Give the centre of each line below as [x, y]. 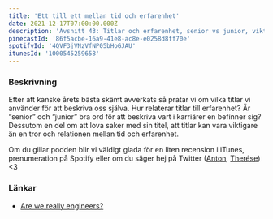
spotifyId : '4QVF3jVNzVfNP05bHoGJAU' [72, 46]
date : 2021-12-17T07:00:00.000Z [63, 24]
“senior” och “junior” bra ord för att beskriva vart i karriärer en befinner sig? [135, 117]
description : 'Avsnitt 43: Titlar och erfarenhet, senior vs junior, [129, 31]
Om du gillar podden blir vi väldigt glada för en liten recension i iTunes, [127, 150]
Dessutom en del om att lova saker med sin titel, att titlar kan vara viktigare [133, 126]
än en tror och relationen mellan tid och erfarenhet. [94, 134]
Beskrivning [33, 82]
